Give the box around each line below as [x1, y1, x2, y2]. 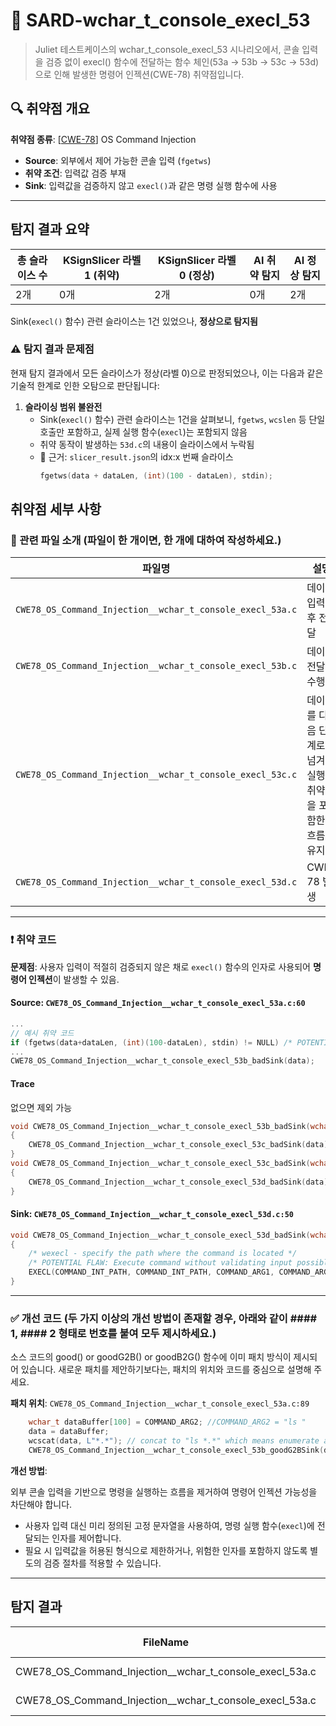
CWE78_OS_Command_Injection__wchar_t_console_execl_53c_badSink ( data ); [28, 1140, 333, 1150]
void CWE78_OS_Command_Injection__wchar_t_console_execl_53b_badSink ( [10, 1121, 311, 1131]
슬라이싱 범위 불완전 [24, 400, 103, 413]
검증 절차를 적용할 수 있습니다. [43, 1557, 162, 1569]
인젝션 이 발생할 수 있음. [28, 973, 120, 985]
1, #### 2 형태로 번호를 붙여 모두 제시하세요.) [10, 1326, 217, 1340]
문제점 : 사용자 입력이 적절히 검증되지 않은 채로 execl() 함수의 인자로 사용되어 [10, 960, 311, 973]
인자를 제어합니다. [51, 1532, 122, 1544]
